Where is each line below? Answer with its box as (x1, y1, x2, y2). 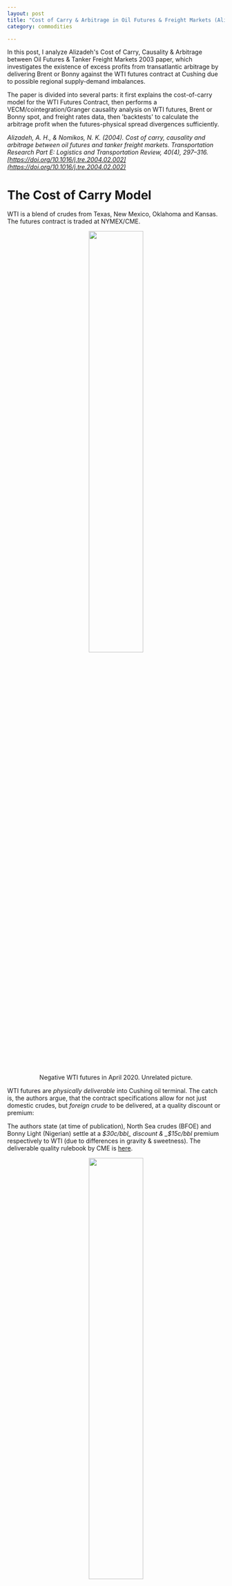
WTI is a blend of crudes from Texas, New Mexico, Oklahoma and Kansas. (7, 210, 218, 218)
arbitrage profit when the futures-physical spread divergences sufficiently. (7, 120, 220, 129)
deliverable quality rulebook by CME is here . (7, 1144, 133, 1153)
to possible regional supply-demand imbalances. (7, 77, 146, 86)
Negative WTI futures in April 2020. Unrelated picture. (39, 1073, 193, 1082)
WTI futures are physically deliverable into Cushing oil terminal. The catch (7, 1087, 217, 1095)
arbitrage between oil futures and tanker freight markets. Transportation (7, 141, 214, 149)
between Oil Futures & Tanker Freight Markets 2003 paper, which (7, 55, 193, 64)
